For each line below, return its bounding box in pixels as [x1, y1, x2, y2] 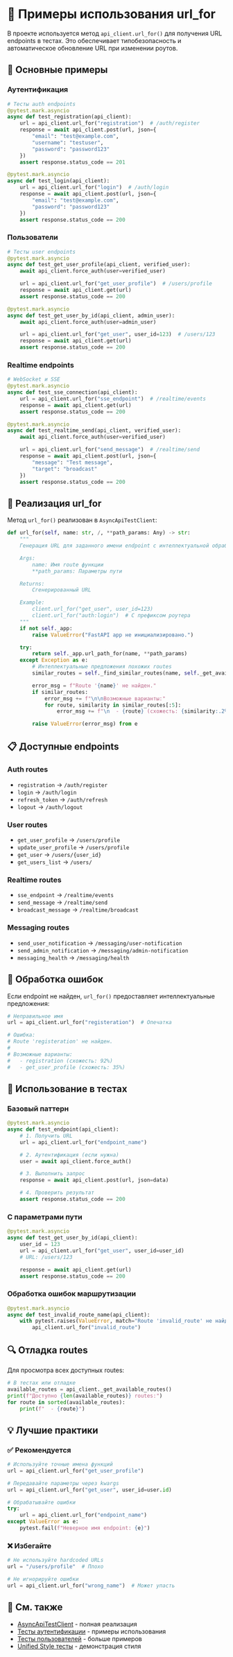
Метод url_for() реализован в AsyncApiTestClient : [7, 516, 157, 524]
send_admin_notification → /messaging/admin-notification [17, 946, 189, 954]
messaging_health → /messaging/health [17, 953, 130, 962]
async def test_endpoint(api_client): [7, 1126, 119, 1133]
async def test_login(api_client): [7, 177, 110, 184]
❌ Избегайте [7, 1541, 52, 1550]
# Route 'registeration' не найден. [7, 1038, 113, 1046]
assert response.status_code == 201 [19, 159, 126, 166]
